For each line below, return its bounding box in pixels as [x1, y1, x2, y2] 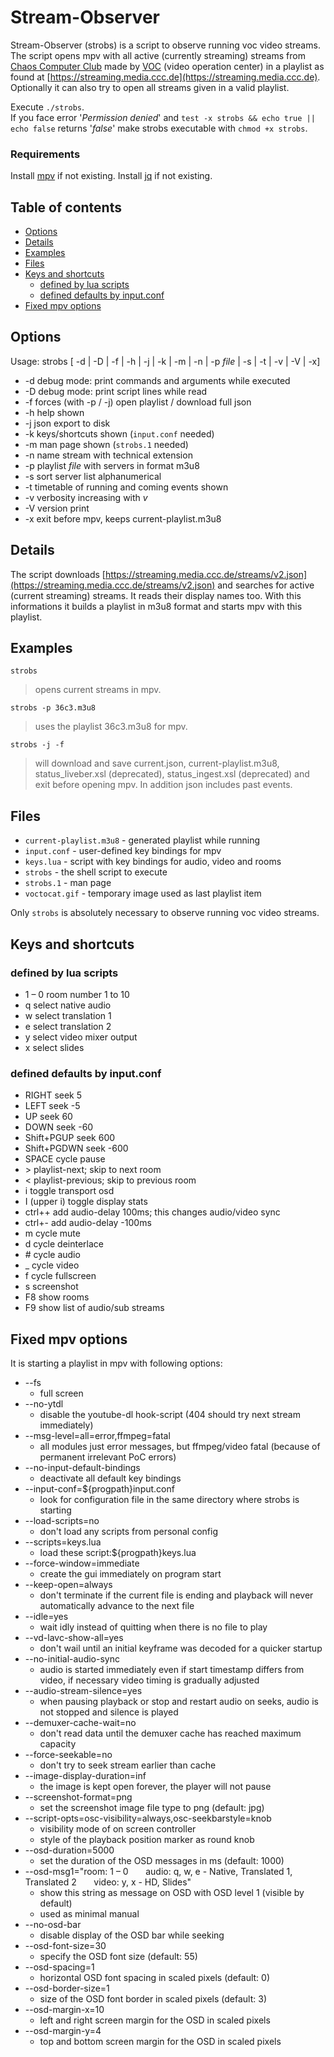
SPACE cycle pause [24, 1153, 106, 1165]
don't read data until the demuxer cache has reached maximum [39, 1727, 302, 1740]
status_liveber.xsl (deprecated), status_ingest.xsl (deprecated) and [34, 768, 310, 780]
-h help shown [24, 406, 85, 418]
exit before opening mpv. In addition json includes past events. [34, 779, 293, 791]
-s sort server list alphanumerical [24, 470, 162, 482]
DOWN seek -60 [24, 1121, 94, 1133]
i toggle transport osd [24, 1185, 115, 1197]
